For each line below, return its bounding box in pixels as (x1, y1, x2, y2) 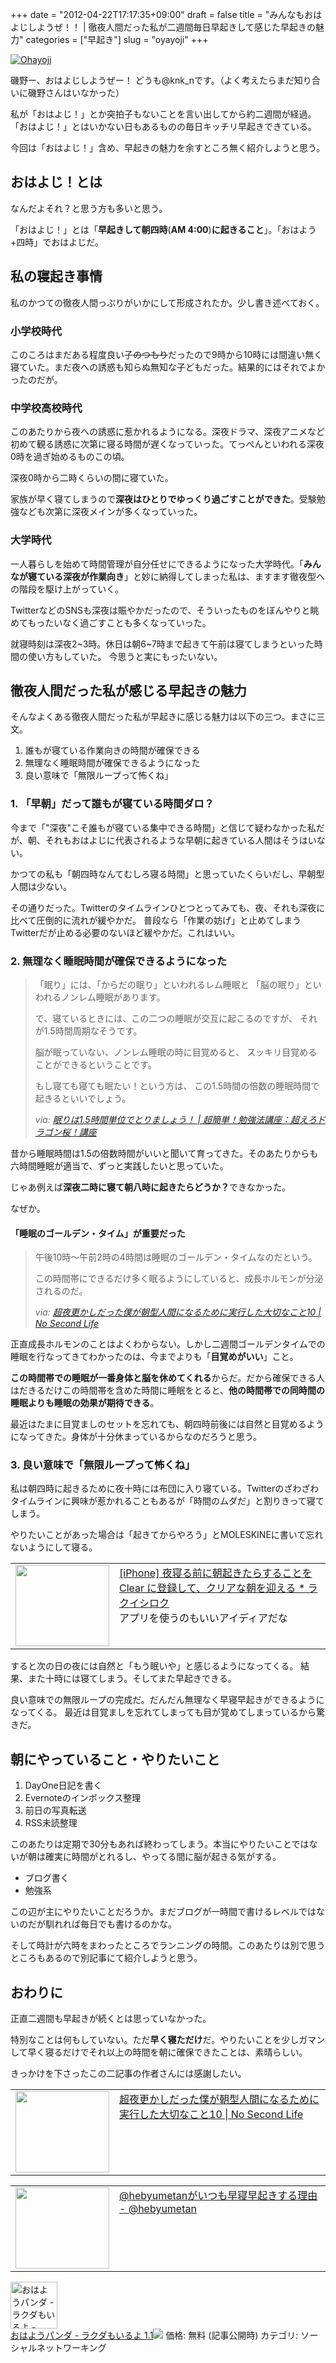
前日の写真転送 (24, 1804, 87, 1817)
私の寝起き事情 (10, 268, 103, 285)
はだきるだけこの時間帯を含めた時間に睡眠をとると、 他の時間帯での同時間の (10, 1384, 325, 1397)
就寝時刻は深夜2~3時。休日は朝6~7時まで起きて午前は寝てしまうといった (10, 638, 315, 650)
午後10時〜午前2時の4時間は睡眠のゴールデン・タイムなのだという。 (34, 1251, 318, 1263)
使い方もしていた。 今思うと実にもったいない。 (27, 650, 223, 662)
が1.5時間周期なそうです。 (34, 1024, 143, 1037)
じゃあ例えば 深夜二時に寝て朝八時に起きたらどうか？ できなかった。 (10, 1181, 291, 1193)
